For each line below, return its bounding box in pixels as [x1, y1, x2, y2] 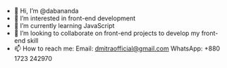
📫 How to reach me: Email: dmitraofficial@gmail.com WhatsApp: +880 [13, 44, 221, 53]
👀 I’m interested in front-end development [13, 14, 136, 22]
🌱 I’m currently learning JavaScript [13, 22, 115, 29]
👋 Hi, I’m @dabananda [13, 7, 79, 15]
